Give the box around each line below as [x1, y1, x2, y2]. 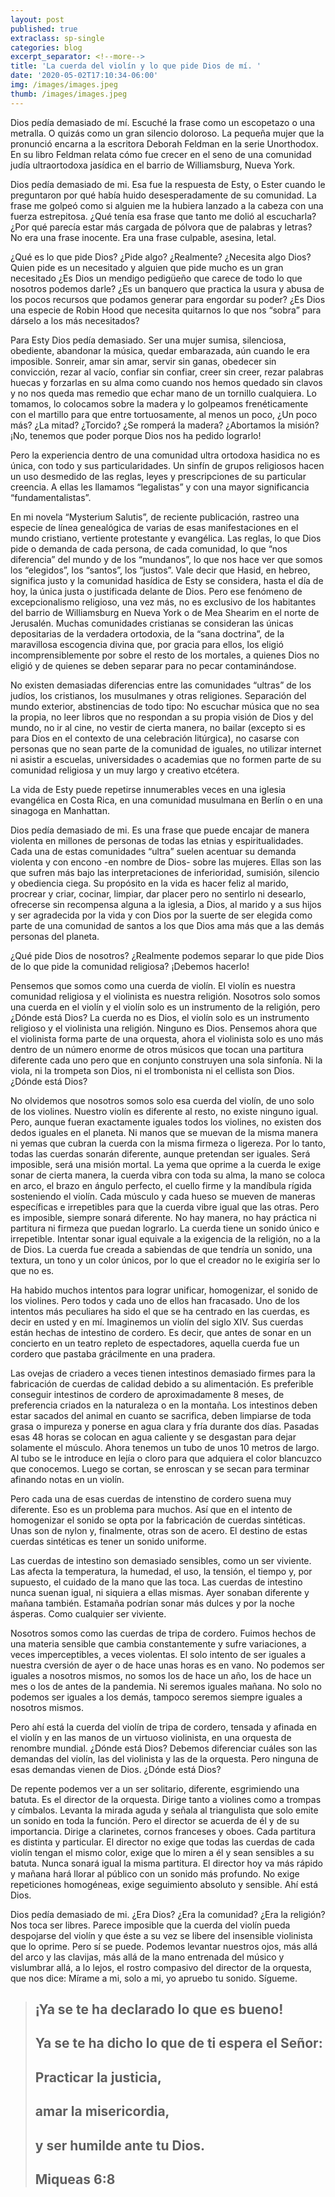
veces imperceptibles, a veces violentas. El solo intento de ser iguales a [10, 1648, 307, 1660]
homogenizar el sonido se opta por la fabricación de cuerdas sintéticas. [10, 1514, 306, 1526]
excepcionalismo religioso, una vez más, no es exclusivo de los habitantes [10, 596, 317, 608]
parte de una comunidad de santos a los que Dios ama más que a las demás [10, 919, 325, 931]
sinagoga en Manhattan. [10, 804, 110, 816]
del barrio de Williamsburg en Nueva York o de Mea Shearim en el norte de [10, 606, 320, 618]
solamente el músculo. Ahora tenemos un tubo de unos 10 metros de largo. [10, 1441, 320, 1453]
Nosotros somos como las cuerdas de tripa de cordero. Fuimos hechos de [10, 1627, 317, 1639]
